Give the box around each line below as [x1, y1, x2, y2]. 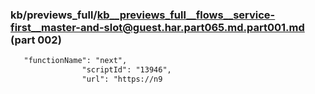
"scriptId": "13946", [81, 65, 172, 75]
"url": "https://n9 [81, 74, 163, 85]
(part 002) [10, 33, 62, 47]
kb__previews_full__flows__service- [96, 8, 276, 22]
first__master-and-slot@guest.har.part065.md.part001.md [10, 20, 305, 34]
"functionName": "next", [23, 56, 128, 66]
